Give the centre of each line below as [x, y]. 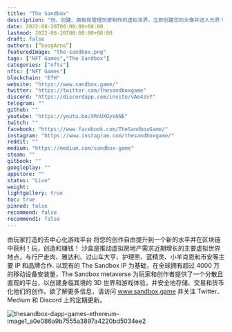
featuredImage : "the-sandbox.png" [57, 52]
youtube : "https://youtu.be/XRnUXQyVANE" [68, 116]
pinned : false [28, 206]
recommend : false [32, 213]
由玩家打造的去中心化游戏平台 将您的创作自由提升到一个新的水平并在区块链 [114, 240]
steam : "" [21, 155]
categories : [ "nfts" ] [38, 65]
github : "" [23, 110]
